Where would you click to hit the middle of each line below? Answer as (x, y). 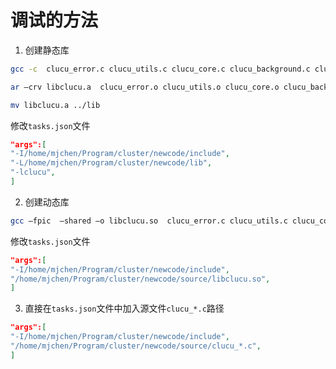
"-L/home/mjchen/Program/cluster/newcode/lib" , (111, 163)
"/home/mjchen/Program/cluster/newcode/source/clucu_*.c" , (136, 346)
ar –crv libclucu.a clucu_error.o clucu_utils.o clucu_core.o (145, 87)
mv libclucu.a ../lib (55, 105)
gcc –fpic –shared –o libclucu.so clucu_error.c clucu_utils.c (149, 221)
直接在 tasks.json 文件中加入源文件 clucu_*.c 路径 (124, 308)
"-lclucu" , (33, 172)
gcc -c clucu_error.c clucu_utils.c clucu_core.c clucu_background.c (160, 69)
